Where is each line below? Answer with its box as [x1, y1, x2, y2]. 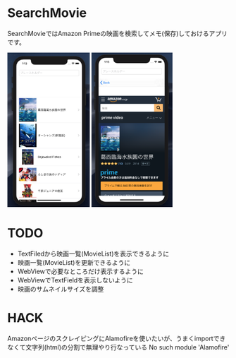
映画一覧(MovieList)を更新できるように [17, 258, 131, 266]
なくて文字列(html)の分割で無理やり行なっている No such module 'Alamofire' [7, 342, 230, 351]
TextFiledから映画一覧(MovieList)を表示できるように [17, 249, 170, 258]
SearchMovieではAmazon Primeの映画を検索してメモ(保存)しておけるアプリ [7, 29, 228, 37]
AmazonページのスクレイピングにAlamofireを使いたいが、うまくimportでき [7, 334, 226, 342]
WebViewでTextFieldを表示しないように [17, 275, 134, 284]
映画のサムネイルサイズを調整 [17, 285, 104, 293]
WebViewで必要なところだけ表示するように [17, 267, 144, 275]
